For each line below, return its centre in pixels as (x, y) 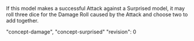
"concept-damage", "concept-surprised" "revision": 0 (71, 32)
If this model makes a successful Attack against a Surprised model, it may (96, 8)
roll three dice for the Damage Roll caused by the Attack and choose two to (97, 14)
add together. (22, 20)
